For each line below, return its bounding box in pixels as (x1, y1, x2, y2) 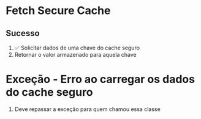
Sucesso (6, 28, 40, 38)
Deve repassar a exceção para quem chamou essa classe (14, 105, 161, 113)
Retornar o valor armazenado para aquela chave (14, 51, 137, 58)
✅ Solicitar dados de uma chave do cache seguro (14, 44, 140, 51)
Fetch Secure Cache (6, 4, 111, 18)
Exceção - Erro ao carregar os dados (6, 73, 195, 86)
